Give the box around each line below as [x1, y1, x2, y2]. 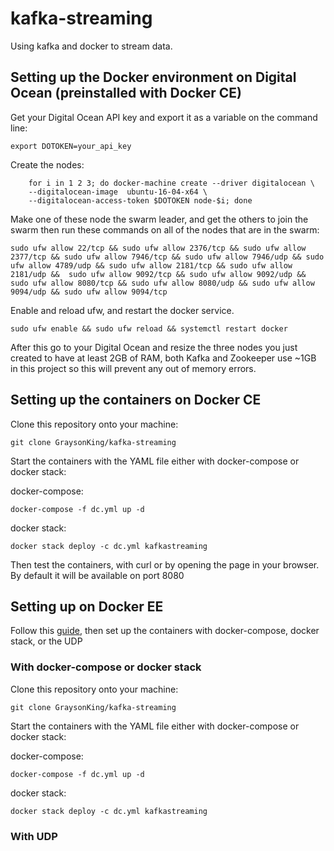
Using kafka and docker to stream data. [10, 40, 173, 52]
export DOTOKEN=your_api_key [10, 141, 132, 151]
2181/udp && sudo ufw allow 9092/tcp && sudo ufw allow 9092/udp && [10, 269, 307, 279]
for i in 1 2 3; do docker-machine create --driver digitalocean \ [28, 178, 315, 188]
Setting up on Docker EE [10, 598, 164, 615]
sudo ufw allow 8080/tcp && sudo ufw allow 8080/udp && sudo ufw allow [10, 278, 315, 288]
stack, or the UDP [10, 635, 83, 647]
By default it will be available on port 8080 [10, 569, 185, 581]
